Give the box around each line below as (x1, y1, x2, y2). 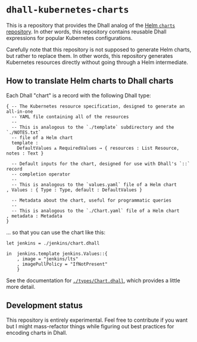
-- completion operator (11, 171, 70, 177)
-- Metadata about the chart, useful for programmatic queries (11, 197, 171, 204)
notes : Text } (6, 150, 44, 156)
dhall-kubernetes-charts (6, 4, 129, 16)
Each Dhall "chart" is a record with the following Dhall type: (6, 91, 151, 99)
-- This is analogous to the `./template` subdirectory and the (11, 124, 174, 130)
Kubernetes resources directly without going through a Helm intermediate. (6, 58, 189, 66)
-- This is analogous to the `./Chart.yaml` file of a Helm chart (11, 208, 180, 214)
